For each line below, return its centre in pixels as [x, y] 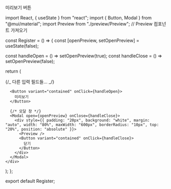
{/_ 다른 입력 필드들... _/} [30, 82]
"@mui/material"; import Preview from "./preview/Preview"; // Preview [79, 24]
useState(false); [22, 46]
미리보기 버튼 [18, 7]
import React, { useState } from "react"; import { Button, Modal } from [79, 18]
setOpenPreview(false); [30, 61]
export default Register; [30, 181]
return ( [13, 71]
